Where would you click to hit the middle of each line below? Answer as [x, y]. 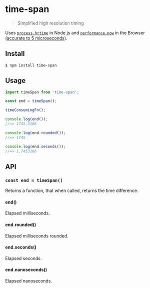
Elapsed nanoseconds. [29, 280]
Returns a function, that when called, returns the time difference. [72, 190]
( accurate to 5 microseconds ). [36, 38]
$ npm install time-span [31, 65]
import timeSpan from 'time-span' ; [42, 92]
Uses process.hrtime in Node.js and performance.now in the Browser [75, 32]
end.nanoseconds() [26, 270]
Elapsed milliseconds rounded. [37, 235]
